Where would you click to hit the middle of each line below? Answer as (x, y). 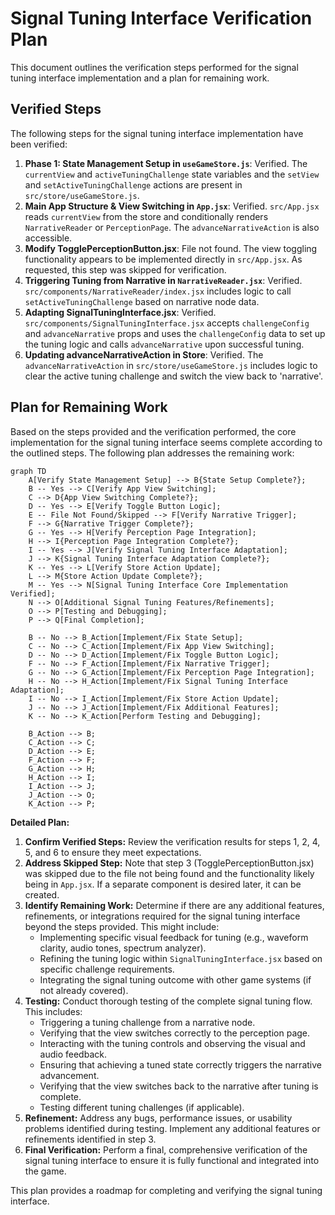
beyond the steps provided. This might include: (122, 926)
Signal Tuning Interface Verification (161, 18)
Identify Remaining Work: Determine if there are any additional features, (174, 905)
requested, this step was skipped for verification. (125, 269)
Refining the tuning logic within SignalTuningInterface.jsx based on (181, 958)
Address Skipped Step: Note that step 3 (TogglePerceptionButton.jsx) (169, 863)
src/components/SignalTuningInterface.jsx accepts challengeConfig (167, 323)
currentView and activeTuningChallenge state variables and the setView (172, 174)
